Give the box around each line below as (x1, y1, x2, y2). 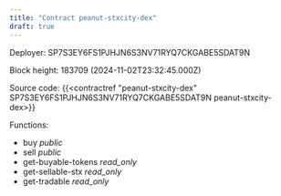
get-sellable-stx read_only (22, 166, 122, 177)
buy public (22, 137, 63, 148)
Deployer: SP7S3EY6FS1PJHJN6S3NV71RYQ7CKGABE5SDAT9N (9, 46, 251, 57)
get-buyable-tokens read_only (22, 156, 138, 167)
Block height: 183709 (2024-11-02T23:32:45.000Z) (9, 65, 202, 76)
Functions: (9, 119, 49, 130)
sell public (22, 147, 62, 158)
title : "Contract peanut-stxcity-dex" (9, 13, 157, 23)
